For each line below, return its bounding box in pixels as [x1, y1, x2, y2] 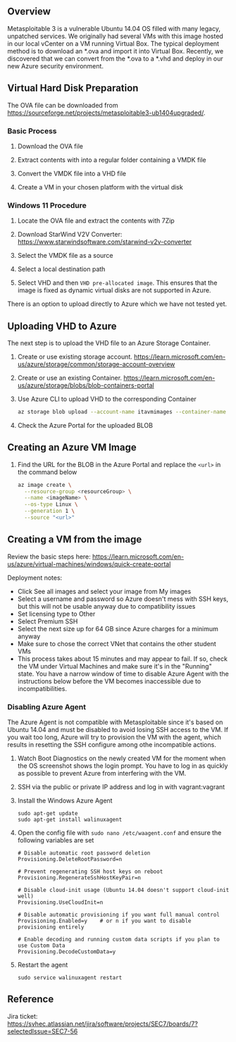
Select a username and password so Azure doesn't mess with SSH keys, [17, 595, 229, 603]
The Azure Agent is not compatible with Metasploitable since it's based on [7, 718, 223, 726]
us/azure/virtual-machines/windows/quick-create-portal [7, 559, 171, 568]
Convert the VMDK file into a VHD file [17, 169, 127, 178]
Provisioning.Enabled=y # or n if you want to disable [17, 917, 192, 925]
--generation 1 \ [24, 507, 75, 515]
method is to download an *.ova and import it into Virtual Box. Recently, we [7, 46, 224, 55]
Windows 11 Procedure [7, 200, 87, 210]
